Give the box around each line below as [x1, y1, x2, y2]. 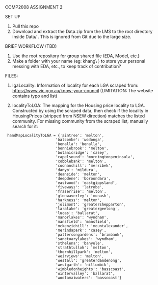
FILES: [5, 73, 18, 78]
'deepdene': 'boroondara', [55, 176, 111, 181]
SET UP [5, 14, 21, 19]
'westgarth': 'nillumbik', [55, 262, 111, 267]
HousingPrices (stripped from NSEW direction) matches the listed [12, 113, 145, 119]
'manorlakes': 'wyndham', [55, 215, 109, 220]
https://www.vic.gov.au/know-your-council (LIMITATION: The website [12, 88, 154, 93]
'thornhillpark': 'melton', [55, 249, 113, 254]
